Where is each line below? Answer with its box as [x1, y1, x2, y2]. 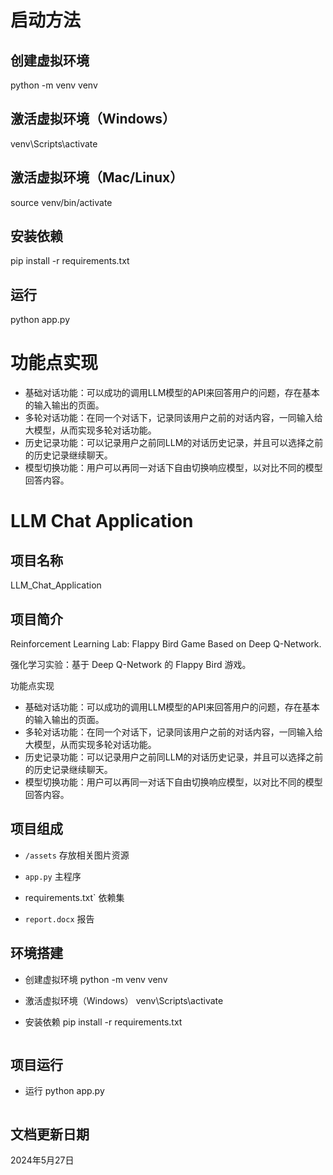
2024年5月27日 [10, 1154, 75, 1166]
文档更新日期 [10, 1126, 90, 1143]
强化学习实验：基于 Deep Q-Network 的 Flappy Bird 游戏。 [10, 659, 252, 670]
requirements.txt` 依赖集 [24, 891, 125, 903]
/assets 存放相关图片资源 [24, 849, 130, 861]
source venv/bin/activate [10, 196, 113, 208]
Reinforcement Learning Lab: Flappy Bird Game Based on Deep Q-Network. [10, 638, 322, 650]
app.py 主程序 [24, 870, 82, 882]
